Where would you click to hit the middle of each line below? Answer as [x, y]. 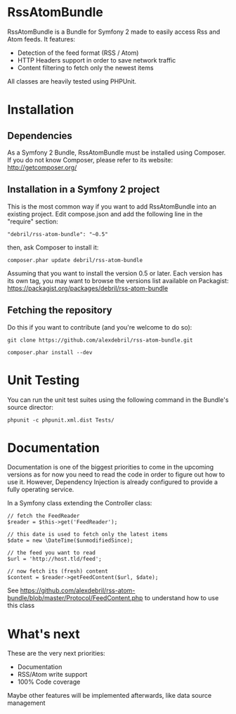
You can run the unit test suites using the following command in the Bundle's [118, 400]
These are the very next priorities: [56, 654]
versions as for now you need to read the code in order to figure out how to [116, 474]
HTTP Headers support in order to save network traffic [97, 60]
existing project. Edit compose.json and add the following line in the [105, 214]
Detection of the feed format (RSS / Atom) [78, 53]
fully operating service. [41, 490]
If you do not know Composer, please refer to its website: [90, 160]
